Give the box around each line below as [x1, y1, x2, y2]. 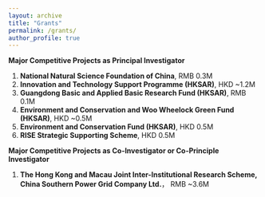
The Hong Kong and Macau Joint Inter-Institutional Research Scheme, [19, 170, 258, 179]
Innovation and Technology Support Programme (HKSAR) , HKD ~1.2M [19, 80, 256, 89]
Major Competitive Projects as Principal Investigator [8, 56, 185, 65]
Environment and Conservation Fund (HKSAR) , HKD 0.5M [19, 122, 214, 132]
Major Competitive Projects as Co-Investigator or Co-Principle [8, 146, 220, 156]
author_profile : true [8, 33, 81, 42]
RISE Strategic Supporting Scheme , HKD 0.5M [19, 131, 176, 140]
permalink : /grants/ [8, 26, 77, 34]
